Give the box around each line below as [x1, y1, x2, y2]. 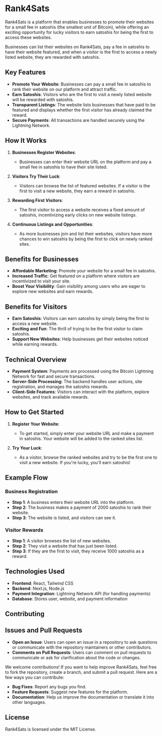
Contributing [5, 610, 45, 618]
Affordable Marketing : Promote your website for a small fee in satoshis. [12, 268, 156, 274]
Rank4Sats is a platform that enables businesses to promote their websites [5, 19, 154, 25]
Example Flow [5, 474, 49, 482]
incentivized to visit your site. [12, 278, 71, 284]
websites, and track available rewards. [12, 394, 89, 400]
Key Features [5, 68, 46, 77]
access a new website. [12, 321, 58, 327]
